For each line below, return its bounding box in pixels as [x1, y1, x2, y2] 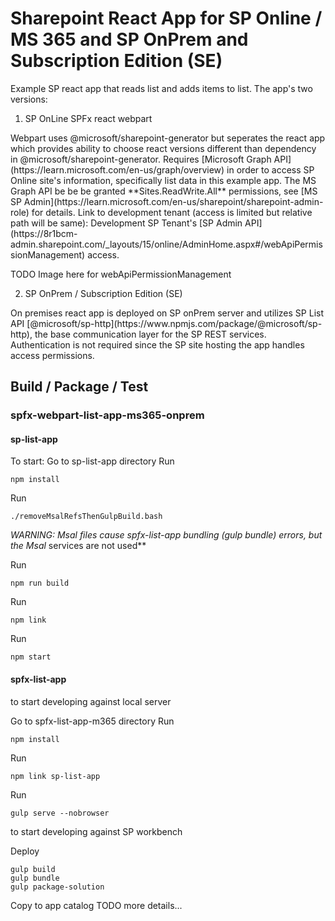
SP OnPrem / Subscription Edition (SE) [24, 287, 183, 299]
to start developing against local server [10, 695, 172, 707]
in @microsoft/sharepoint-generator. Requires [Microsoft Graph [10, 153, 272, 165]
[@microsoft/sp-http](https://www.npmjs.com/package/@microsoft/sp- [26, 317, 323, 329]
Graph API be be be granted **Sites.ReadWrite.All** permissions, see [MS [10, 185, 318, 197]
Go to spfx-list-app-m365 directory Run [10, 715, 175, 727]
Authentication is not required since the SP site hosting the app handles [10, 338, 305, 351]
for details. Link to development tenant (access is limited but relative [31, 206, 313, 218]
